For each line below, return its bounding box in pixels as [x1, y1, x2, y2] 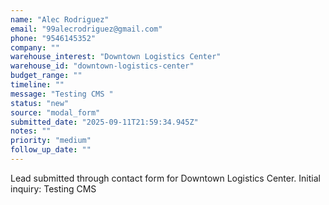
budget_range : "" [10, 71, 83, 81]
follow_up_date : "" [10, 145, 92, 155]
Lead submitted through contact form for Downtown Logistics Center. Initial [10, 172, 321, 184]
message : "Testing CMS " [10, 89, 114, 99]
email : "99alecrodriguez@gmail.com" [10, 24, 163, 34]
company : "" [10, 42, 60, 53]
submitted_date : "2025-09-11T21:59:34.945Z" [10, 117, 199, 127]
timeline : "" [10, 80, 65, 90]
